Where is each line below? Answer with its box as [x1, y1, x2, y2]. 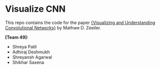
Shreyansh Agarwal [12, 54, 52, 60]
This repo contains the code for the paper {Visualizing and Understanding [5, 20, 156, 25]
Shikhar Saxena [12, 59, 44, 65]
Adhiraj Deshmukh [12, 49, 50, 55]
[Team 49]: [5, 34, 29, 40]
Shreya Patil [12, 44, 37, 49]
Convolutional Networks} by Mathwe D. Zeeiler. [5, 24, 101, 30]
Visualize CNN [5, 3, 66, 15]
